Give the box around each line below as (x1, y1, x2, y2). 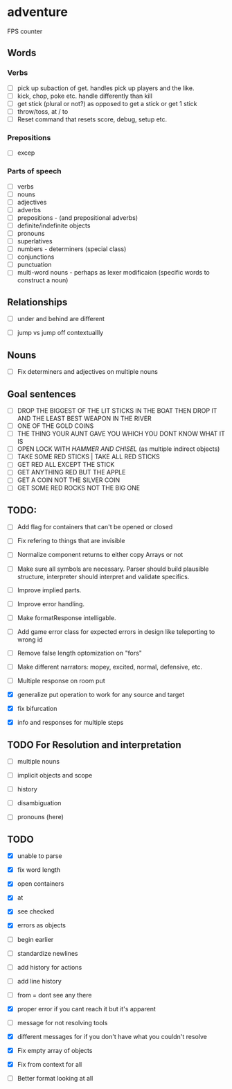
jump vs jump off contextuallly (17, 329, 104, 337)
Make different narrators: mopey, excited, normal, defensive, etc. (17, 662, 203, 671)
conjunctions (17, 252, 55, 261)
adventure (7, 4, 68, 20)
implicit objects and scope (17, 771, 93, 780)
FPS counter (7, 27, 43, 35)
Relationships (7, 296, 68, 308)
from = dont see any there (17, 991, 92, 999)
